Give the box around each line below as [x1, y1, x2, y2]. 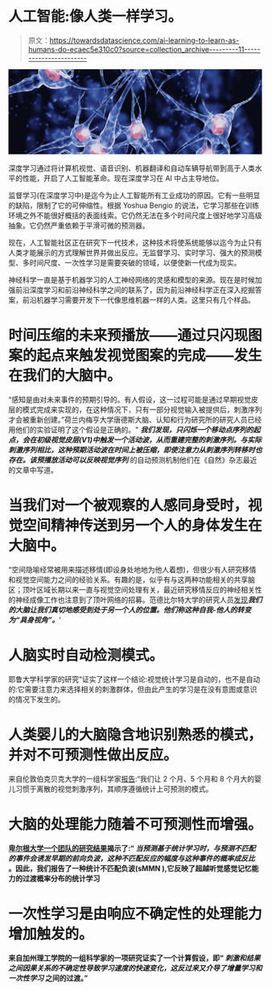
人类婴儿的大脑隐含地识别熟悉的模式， [8, 726, 263, 745]
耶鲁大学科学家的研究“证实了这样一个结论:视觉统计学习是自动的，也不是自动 [8, 674, 261, 684]
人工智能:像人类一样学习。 [8, 7, 183, 26]
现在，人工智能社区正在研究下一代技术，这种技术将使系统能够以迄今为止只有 [8, 238, 262, 248]
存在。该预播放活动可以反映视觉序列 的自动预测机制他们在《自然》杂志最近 [8, 456, 258, 465]
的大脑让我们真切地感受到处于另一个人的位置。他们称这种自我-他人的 [8, 605, 237, 615]
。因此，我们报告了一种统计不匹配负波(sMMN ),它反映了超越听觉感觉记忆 [8, 863, 252, 873]
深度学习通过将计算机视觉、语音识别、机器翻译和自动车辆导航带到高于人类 [8, 163, 255, 173]
